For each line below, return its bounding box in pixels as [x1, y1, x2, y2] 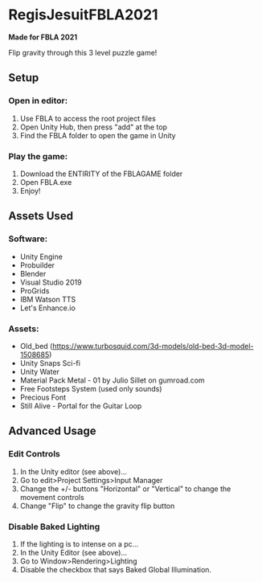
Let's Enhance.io [19, 303, 76, 313]
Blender [19, 268, 47, 278]
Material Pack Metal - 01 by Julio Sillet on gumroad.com [19, 375, 205, 385]
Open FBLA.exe [19, 177, 72, 186]
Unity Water [19, 367, 60, 376]
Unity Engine [19, 252, 63, 261]
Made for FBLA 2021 [8, 32, 78, 42]
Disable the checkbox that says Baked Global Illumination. [19, 564, 211, 574]
